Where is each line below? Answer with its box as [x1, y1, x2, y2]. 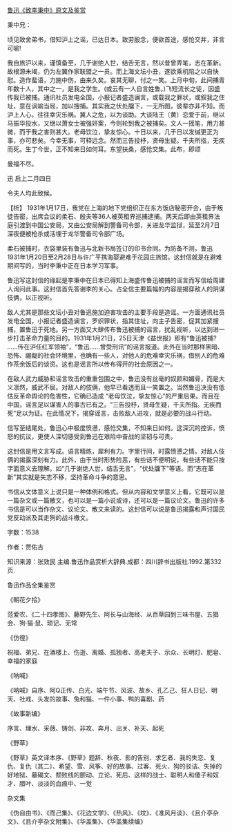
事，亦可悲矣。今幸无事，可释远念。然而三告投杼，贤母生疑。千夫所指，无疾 [7, 137, 225, 144]
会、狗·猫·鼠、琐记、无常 [7, 619, 78, 627]
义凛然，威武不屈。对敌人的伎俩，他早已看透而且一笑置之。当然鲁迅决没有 [7, 383, 219, 391]
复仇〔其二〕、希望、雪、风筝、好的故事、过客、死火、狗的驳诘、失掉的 [19, 762, 222, 770]
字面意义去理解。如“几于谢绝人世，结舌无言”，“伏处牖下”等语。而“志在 [7, 465, 209, 472]
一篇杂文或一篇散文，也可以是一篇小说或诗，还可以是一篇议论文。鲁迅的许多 [7, 496, 225, 504]
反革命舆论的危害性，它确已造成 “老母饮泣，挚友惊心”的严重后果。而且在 [12, 392, 220, 400]
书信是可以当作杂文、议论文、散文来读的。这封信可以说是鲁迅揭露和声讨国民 [7, 505, 225, 513]
